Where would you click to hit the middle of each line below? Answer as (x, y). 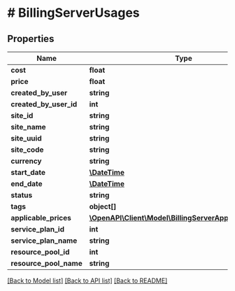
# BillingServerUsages (73, 13)
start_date (28, 172)
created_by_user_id (44, 104)
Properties (31, 39)
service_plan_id (38, 229)
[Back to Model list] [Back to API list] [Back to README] (87, 281)
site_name (29, 127)
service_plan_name (44, 241)
